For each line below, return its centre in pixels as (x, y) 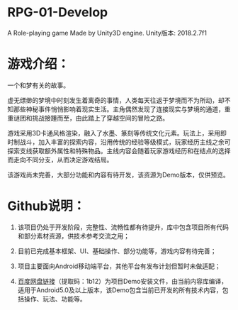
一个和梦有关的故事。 (38, 85)
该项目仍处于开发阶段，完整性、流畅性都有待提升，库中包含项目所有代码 (123, 227)
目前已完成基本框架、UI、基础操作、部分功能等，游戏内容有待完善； (117, 251)
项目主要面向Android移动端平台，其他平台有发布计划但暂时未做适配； (119, 266)
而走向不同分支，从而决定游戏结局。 (60, 160)
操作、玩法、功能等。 (55, 299)
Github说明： (46, 206)
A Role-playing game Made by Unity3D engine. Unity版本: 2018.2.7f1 (107, 33)
